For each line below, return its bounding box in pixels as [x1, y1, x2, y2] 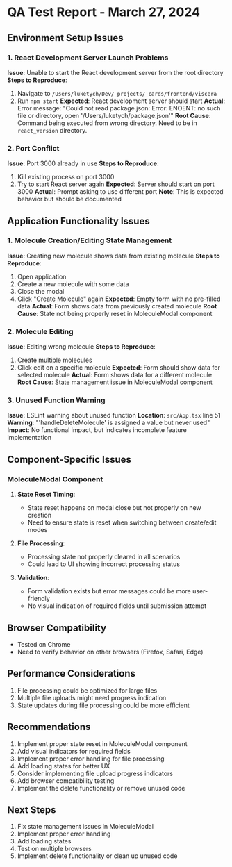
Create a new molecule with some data [17, 279, 129, 288]
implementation [7, 433, 52, 442]
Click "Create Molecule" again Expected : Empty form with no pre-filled [17, 295, 221, 303]
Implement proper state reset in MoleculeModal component [17, 739, 188, 748]
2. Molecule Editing [7, 327, 74, 336]
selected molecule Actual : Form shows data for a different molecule [17, 371, 213, 379]
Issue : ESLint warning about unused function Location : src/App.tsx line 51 [7, 411, 221, 420]
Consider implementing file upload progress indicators [17, 769, 174, 777]
